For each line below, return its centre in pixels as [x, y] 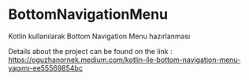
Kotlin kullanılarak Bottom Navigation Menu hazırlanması [99, 36]
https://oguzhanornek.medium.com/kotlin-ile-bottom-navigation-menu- [124, 60]
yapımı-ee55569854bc [45, 67]
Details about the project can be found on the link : [90, 51]
